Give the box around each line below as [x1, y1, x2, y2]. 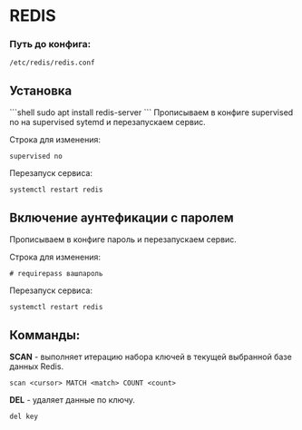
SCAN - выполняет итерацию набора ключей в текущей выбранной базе [9, 351, 292, 362]
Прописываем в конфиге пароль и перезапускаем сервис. [9, 234, 238, 245]
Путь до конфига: [9, 38, 92, 51]
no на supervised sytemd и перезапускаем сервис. [9, 117, 206, 128]
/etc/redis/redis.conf [9, 58, 95, 68]
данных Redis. [9, 360, 64, 372]
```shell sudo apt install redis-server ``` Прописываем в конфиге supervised [9, 107, 294, 118]
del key [9, 412, 39, 421]
